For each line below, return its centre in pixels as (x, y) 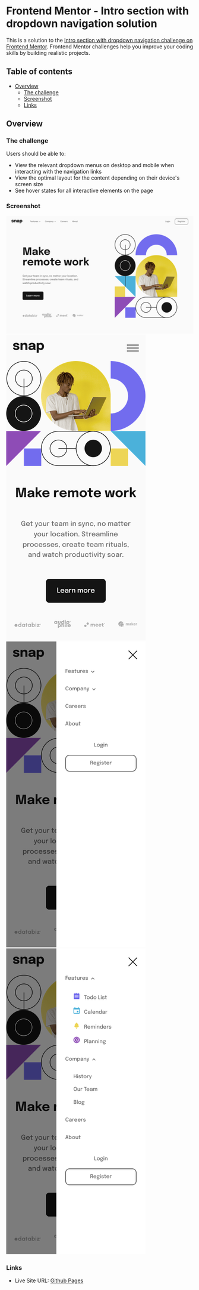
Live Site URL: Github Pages (49, 1280)
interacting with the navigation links (58, 172)
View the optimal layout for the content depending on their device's (97, 178)
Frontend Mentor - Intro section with (97, 11)
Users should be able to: (36, 154)
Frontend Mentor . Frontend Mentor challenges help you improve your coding (100, 47)
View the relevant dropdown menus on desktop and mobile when (94, 165)
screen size (29, 184)
